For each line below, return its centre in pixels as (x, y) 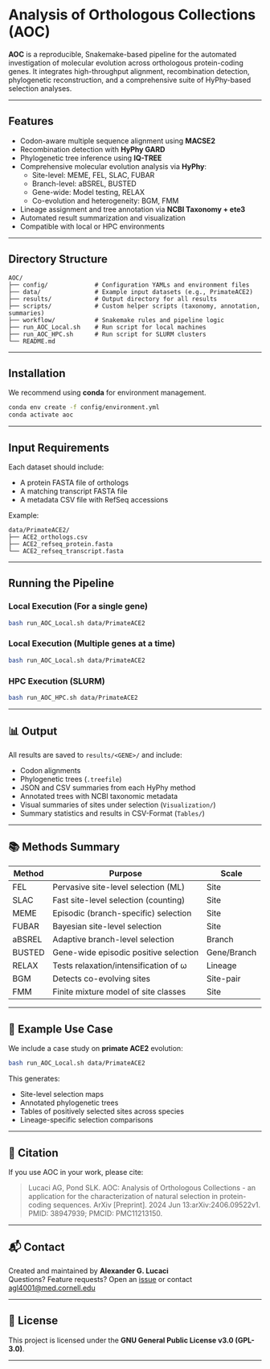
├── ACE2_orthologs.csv (48, 537)
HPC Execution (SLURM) (57, 680)
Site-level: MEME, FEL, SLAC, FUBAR (93, 175)
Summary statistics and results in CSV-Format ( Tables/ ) (112, 813)
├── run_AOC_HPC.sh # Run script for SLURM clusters (107, 334)
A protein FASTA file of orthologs (74, 482)
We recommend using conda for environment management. (107, 393)
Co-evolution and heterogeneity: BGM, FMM (105, 201)
